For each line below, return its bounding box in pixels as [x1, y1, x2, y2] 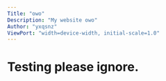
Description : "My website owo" [7, 17, 98, 24]
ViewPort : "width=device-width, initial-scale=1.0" [7, 29, 160, 37]
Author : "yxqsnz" [7, 23, 58, 30]
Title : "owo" [7, 10, 45, 17]
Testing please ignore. [7, 60, 139, 75]
